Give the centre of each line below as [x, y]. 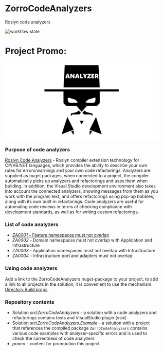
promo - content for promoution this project [56, 344]
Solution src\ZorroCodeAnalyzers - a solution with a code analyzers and [84, 313]
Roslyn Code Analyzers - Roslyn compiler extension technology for [72, 160]
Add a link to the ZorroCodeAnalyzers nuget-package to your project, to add [81, 279]
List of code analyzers [32, 224]
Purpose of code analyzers [37, 149]
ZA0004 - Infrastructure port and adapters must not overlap [72, 256]
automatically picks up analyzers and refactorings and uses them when [76, 181]
